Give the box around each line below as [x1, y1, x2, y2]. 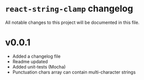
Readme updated [12, 58, 48, 65]
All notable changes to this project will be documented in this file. [5, 19, 140, 25]
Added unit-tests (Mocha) [12, 64, 66, 70]
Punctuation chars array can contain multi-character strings [12, 69, 136, 75]
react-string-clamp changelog [5, 3, 133, 14]
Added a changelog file [12, 53, 61, 59]
